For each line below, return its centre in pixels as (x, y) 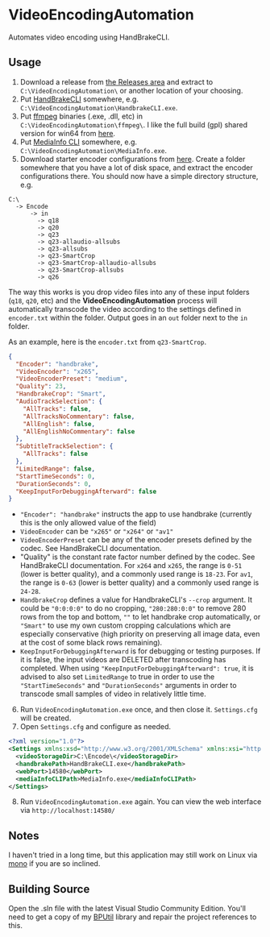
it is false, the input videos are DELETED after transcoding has (123, 660)
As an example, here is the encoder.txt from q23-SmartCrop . (108, 342)
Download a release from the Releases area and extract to (116, 81)
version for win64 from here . (67, 133)
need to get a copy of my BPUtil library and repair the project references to (133, 917)
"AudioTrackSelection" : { (59, 401)
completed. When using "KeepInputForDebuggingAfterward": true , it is (137, 668)
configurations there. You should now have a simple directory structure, (139, 176)
